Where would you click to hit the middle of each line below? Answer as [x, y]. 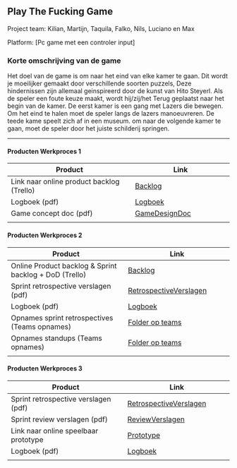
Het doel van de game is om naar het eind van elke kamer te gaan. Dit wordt [117, 76]
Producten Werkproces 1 [44, 151]
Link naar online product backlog [65, 181]
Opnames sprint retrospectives [62, 318]
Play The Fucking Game [60, 12]
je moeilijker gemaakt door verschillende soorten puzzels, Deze [99, 83]
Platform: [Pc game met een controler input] [71, 42]
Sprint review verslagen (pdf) [59, 419]
